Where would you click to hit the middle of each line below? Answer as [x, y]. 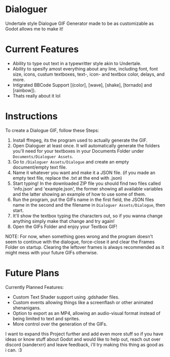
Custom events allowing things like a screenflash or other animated [83, 302]
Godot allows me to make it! [34, 28]
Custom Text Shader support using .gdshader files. [66, 297]
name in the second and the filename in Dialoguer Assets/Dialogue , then [89, 205]
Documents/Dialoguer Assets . [43, 156]
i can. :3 [14, 350]
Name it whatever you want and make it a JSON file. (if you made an [84, 172]
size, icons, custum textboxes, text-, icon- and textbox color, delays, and [89, 74]
